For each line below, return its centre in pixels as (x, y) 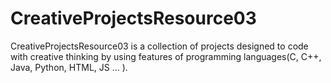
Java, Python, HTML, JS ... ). (69, 67)
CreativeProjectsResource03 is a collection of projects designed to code (159, 46)
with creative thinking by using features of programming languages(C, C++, (166, 56)
